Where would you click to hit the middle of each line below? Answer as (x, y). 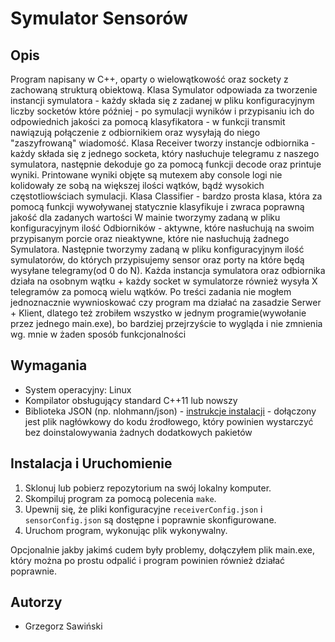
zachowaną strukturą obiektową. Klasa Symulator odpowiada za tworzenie (164, 90)
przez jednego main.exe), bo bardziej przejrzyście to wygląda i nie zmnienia (166, 323)
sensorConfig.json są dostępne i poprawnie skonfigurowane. (150, 519)
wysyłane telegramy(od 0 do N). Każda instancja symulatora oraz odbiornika (168, 270)
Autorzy (36, 602)
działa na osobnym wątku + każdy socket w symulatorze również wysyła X (164, 281)
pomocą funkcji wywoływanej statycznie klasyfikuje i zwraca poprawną (157, 206)
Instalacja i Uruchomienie (91, 463)
